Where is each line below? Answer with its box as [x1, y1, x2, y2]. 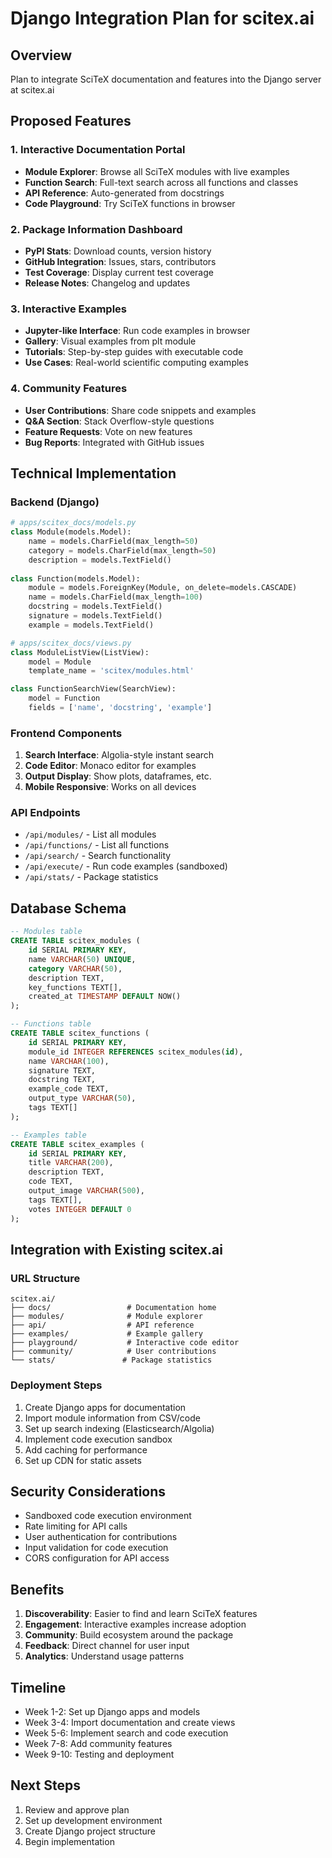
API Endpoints [10, 806, 81, 820]
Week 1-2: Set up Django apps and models [24, 1705, 201, 1717]
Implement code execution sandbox [24, 1433, 173, 1445]
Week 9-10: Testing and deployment [24, 1748, 175, 1760]
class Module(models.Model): [10, 527, 132, 537]
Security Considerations [10, 1483, 167, 1500]
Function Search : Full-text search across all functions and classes [24, 176, 299, 188]
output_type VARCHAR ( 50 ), [28, 1093, 137, 1104]
